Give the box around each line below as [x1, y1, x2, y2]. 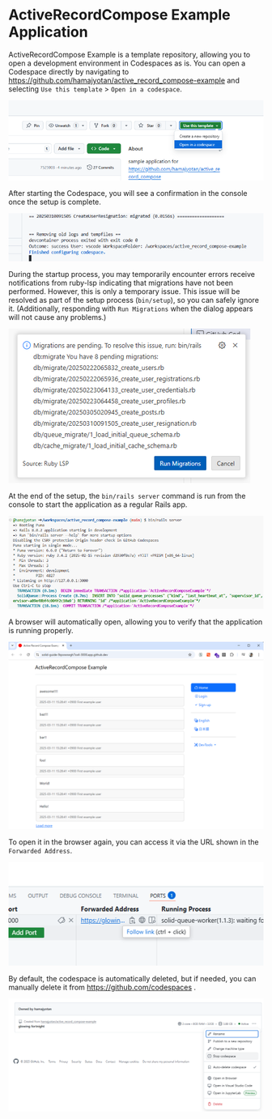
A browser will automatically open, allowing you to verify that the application [8, 617, 263, 627]
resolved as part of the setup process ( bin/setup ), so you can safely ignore [8, 295, 259, 304]
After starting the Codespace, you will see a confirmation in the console [8, 188, 248, 198]
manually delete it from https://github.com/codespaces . [8, 982, 197, 992]
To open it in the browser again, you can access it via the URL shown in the [8, 837, 259, 847]
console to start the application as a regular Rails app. [8, 500, 188, 509]
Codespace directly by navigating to [8, 66, 130, 76]
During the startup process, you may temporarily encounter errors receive [8, 269, 255, 279]
